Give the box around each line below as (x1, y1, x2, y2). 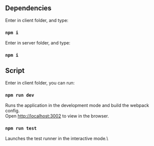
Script (5, 66, 25, 75)
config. (5, 107, 20, 114)
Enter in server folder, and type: (5, 40, 70, 46)
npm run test (5, 125, 37, 131)
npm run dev (5, 92, 34, 98)
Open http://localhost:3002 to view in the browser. (5, 113, 109, 119)
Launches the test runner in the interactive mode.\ (5, 135, 108, 141)
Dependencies (5, 4, 51, 12)
